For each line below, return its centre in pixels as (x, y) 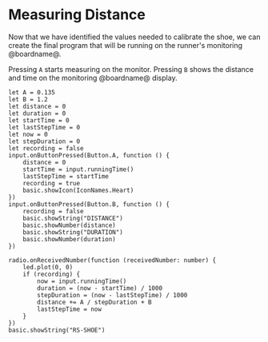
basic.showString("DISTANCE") (73, 218)
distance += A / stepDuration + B (94, 302)
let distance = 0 (37, 106)
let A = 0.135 (32, 92)
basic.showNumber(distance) (69, 225)
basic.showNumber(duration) (69, 239)
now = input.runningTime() (82, 281)
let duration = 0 (37, 113)
